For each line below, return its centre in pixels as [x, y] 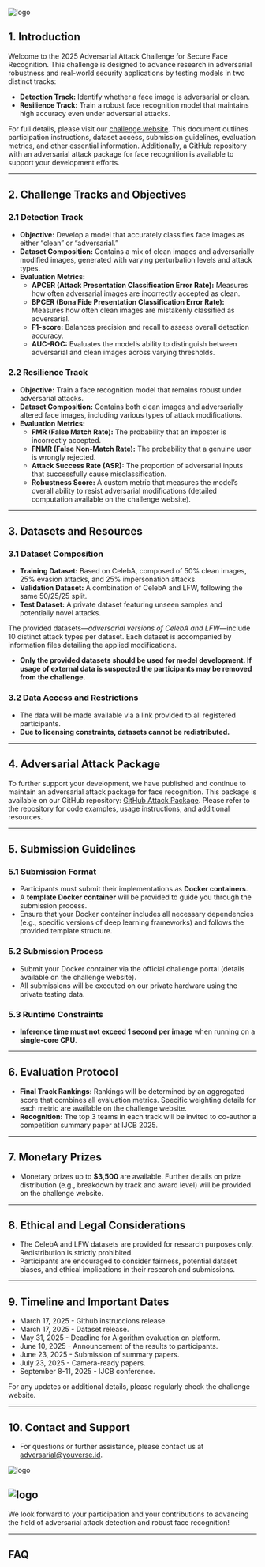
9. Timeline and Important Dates [89, 1302]
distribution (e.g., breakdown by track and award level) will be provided [135, 1185]
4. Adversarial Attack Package [84, 765]
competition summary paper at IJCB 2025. [88, 1125]
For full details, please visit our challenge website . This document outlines [128, 129]
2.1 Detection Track [46, 218]
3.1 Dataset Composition [56, 554]
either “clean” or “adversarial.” [69, 243]
